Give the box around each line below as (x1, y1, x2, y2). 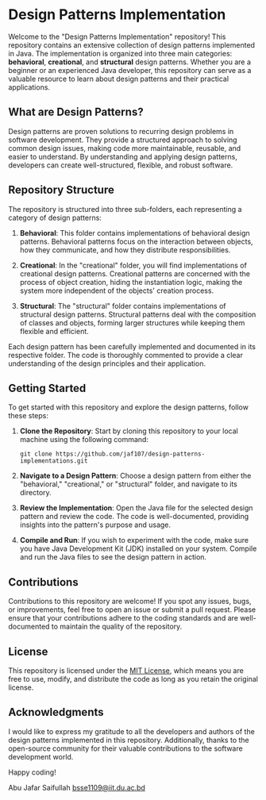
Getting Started (8, 381, 87, 394)
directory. (19, 488, 52, 498)
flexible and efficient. (19, 326, 89, 336)
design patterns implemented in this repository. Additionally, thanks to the (8, 735, 249, 744)
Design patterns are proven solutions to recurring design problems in (8, 126, 234, 136)
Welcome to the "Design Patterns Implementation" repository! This (8, 32, 226, 41)
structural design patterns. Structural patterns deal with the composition (19, 310, 256, 319)
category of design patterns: (8, 213, 102, 222)
